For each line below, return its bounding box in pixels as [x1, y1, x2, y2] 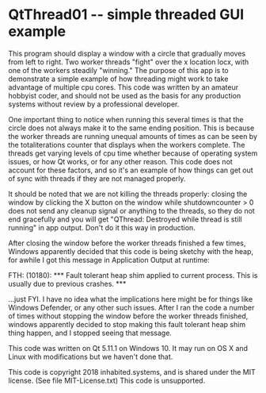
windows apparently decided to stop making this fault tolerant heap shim [8, 319, 246, 329]
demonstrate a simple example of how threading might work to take [8, 74, 229, 83]
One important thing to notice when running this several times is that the [8, 114, 244, 124]
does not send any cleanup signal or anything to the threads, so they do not [8, 206, 255, 215]
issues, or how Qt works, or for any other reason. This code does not [8, 156, 234, 166]
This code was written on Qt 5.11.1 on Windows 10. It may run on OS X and [8, 343, 248, 353]
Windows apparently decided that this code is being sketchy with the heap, [8, 246, 254, 256]
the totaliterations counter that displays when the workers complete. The [8, 140, 245, 149]
